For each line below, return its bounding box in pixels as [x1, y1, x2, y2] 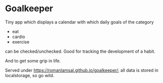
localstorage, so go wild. [5, 72, 55, 78]
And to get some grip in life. [5, 58, 61, 63]
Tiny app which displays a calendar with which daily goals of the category [5, 19, 154, 25]
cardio [12, 34, 25, 40]
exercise [12, 39, 30, 44]
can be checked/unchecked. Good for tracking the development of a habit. [5, 48, 155, 54]
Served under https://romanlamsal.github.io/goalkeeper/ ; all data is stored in [5, 67, 159, 73]
